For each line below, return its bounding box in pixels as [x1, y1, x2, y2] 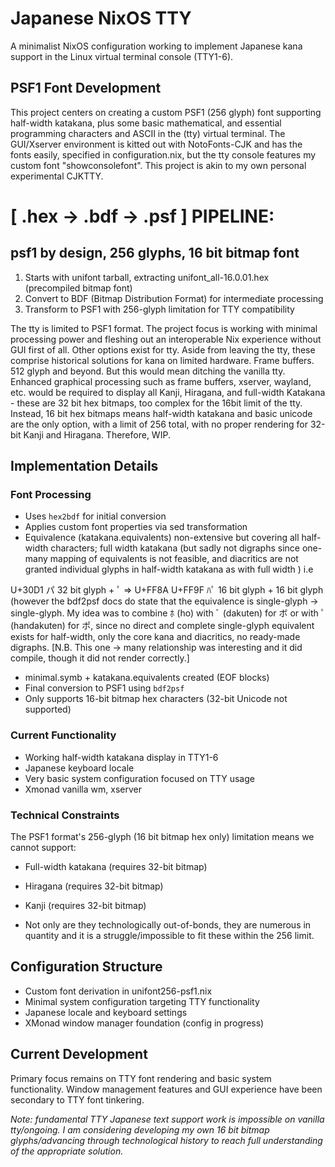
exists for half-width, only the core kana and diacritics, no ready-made [10, 631, 301, 643]
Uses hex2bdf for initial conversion [24, 510, 167, 522]
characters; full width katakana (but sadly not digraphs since [50, 542, 300, 554]
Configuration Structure [10, 958, 163, 976]
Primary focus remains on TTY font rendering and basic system [10, 1072, 272, 1084]
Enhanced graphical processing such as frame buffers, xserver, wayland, [10, 375, 312, 387]
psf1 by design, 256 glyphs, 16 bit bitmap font [10, 245, 300, 262]
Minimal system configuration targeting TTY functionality [24, 995, 260, 1007]
